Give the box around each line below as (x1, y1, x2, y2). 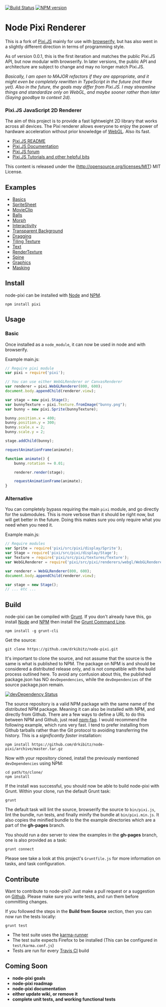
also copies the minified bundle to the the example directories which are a (5, 817, 156, 823)
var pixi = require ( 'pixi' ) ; (5, 371, 65, 375)
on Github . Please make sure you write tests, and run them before (5, 893, 139, 899)
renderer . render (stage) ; (14, 470, 65, 475)
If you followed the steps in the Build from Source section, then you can (5, 908, 152, 914)
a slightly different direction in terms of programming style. (5, 44, 125, 50)
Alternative (5, 495, 33, 502)
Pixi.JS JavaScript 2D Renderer (5, 106, 82, 113)
